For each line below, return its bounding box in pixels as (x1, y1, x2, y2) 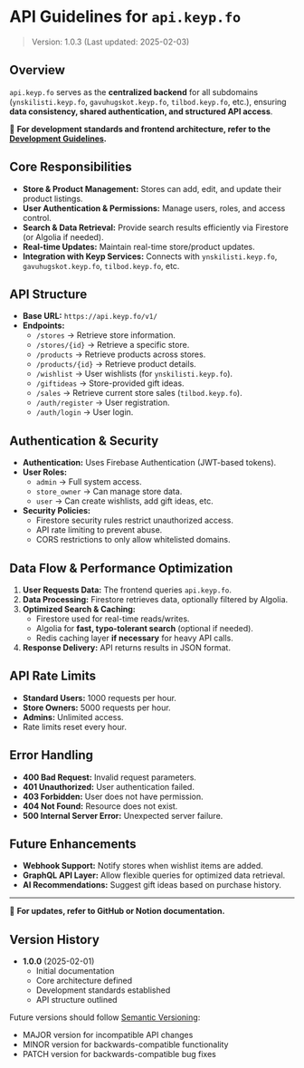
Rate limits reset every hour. (22, 721, 127, 732)
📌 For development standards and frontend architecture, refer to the (9, 123, 271, 134)
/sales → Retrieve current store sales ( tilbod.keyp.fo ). (35, 388, 242, 399)
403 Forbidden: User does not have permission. (22, 791, 204, 802)
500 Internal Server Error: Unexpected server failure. (22, 810, 223, 821)
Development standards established (35, 985, 171, 996)
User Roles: (22, 467, 68, 477)
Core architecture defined (35, 976, 133, 986)
